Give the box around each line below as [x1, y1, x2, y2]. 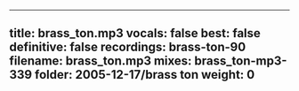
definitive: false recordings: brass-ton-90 [9, 40, 246, 55]
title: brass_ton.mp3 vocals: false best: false [9, 26, 261, 41]
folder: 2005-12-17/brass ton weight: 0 [34, 67, 255, 82]
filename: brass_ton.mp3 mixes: [9, 54, 192, 69]
